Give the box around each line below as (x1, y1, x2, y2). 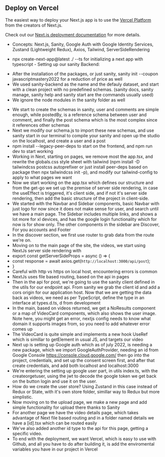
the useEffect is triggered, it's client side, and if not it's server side (12, 190, 147, 196)
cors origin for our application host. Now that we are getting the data (12, 289, 152, 295)
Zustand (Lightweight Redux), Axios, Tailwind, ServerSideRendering (12, 46, 150, 52)
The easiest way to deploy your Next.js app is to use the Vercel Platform (5, 17, 152, 23)
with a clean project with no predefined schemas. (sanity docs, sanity (12, 86, 154, 92)
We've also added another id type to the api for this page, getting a (12, 425, 149, 431)
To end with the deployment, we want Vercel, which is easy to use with (12, 435, 157, 442)
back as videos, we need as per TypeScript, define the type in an (12, 295, 144, 301)
